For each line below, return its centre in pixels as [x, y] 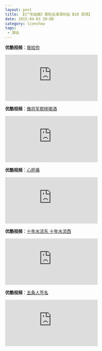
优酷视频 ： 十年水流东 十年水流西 [38, 231]
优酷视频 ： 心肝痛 [22, 170]
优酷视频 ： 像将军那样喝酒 [31, 109]
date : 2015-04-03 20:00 [30, 19]
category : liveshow [25, 24]
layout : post [18, 10]
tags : [11, 28]
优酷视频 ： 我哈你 [22, 47]
